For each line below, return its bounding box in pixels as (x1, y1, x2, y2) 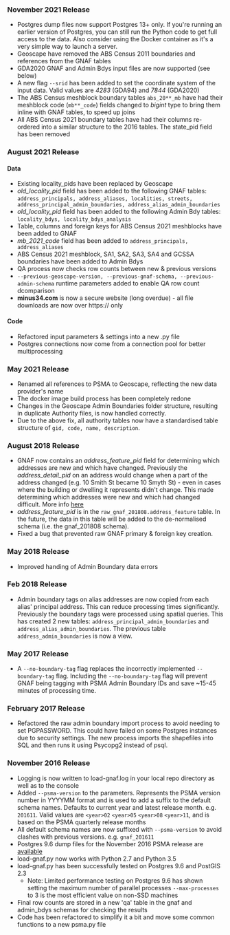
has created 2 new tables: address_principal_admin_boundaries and (16, 617, 209, 625)
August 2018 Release (7, 440, 80, 450)
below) (16, 72, 37, 80)
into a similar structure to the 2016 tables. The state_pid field (41, 122, 213, 131)
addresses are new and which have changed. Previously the (16, 464, 187, 472)
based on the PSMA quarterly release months (16, 817, 146, 826)
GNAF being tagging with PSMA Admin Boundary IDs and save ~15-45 (16, 679, 216, 687)
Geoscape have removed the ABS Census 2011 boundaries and (16, 50, 196, 58)
